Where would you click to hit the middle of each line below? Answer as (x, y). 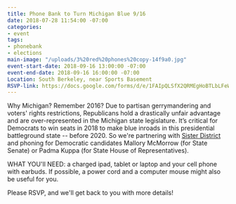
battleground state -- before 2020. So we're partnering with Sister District (114, 136)
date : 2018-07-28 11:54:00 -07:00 (58, 20)
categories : (25, 27)
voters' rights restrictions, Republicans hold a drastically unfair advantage (114, 113)
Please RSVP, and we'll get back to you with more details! (91, 193)
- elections (25, 53)
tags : (15, 40)
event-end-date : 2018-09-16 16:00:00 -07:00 (73, 72)
